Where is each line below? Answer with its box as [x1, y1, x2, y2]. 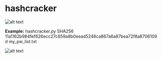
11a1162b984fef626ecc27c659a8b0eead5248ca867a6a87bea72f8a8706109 [5, 33, 157, 39]
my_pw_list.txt [9, 38, 37, 44]
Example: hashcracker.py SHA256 [5, 28, 74, 34]
